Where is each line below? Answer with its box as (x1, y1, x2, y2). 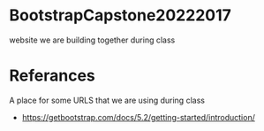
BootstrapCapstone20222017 (9, 5, 232, 26)
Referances (9, 65, 95, 86)
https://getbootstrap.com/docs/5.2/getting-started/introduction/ (21, 112, 256, 122)
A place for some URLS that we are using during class (9, 95, 206, 105)
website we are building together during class (9, 35, 176, 45)
